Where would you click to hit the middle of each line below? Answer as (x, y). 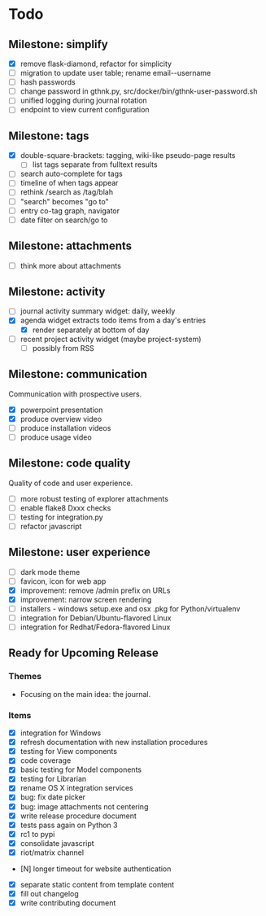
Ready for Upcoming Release (83, 653)
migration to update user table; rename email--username (116, 73)
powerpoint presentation (61, 410)
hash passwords (48, 82)
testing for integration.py (61, 517)
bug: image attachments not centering (84, 806)
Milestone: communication (78, 374)
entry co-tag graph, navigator (70, 210)
